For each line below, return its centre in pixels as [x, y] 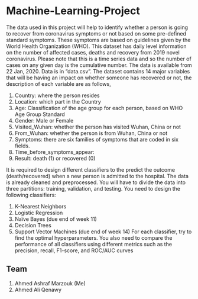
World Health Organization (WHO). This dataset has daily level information [96, 46]
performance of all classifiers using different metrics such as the [93, 244]
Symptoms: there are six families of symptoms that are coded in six [97, 139]
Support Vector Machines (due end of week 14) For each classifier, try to [103, 232]
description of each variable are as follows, [59, 83]
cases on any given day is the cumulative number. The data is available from [99, 65]
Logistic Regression [39, 213]
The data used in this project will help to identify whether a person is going [97, 27]
